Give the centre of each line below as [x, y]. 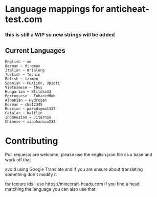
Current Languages [35, 51]
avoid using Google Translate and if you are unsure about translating [74, 169]
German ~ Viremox [23, 66]
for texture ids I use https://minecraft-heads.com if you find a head [72, 184]
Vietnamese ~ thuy [24, 87]
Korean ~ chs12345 [24, 104]
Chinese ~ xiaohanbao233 [30, 121]
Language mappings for [55, 9]
